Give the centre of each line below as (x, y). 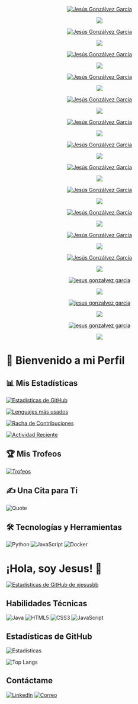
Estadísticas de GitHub (49, 636)
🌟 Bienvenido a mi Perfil (65, 361)
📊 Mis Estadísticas (42, 383)
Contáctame (30, 681)
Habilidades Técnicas (47, 604)
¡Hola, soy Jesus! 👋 (54, 568)
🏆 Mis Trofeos (34, 454)
